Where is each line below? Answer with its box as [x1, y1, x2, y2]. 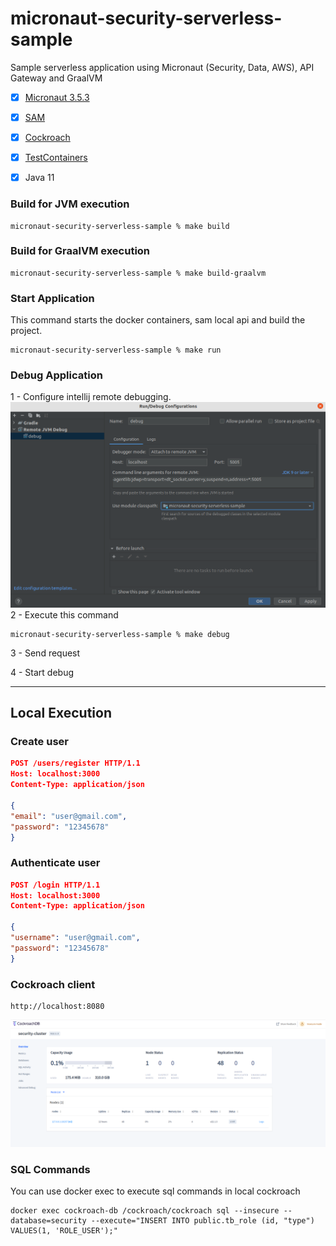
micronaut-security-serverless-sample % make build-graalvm [10, 268, 267, 278]
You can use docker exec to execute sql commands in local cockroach [10, 1185, 301, 1197]
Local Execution [10, 705, 112, 722]
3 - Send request [10, 647, 81, 659]
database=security [10, 1216, 87, 1226]
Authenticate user [10, 856, 101, 870]
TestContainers [24, 152, 88, 164]
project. [10, 325, 43, 337]
